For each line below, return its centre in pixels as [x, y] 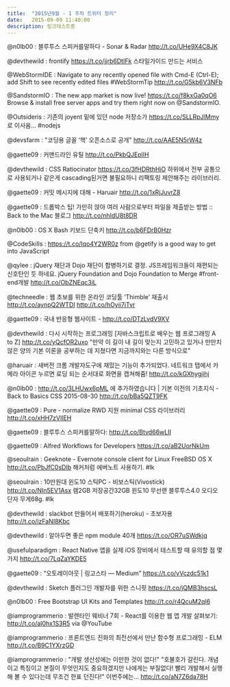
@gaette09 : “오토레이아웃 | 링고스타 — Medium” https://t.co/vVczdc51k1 [108, 573]
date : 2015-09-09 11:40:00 [49, 20]
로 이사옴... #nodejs [34, 126]
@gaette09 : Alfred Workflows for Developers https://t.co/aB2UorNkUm [108, 446]
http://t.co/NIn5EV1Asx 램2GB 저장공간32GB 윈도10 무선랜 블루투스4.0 [104, 491]
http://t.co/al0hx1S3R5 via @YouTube [60, 624]
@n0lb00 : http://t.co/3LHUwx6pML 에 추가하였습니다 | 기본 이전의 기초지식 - [113, 388]
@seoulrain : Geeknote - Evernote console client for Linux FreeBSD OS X [110, 459]
